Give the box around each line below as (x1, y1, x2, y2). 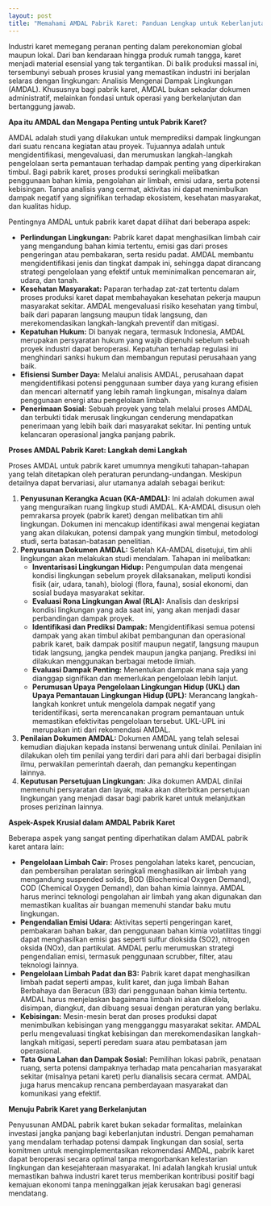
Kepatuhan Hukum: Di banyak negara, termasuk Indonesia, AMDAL (19, 326, 246, 336)
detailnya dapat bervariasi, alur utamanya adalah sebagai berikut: (8, 477, 226, 488)
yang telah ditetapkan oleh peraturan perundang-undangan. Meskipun (8, 469, 242, 479)
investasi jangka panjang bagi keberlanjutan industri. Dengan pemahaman (8, 1128, 254, 1137)
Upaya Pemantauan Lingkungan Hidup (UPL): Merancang (31, 690, 227, 700)
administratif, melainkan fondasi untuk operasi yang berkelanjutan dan (8, 93, 242, 102)
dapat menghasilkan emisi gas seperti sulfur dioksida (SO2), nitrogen (19, 934, 250, 944)
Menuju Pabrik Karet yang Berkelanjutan (8, 1104, 147, 1113)
